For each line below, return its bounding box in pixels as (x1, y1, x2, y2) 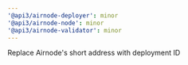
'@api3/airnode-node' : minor (7, 19, 104, 27)
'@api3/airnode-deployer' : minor (7, 11, 119, 20)
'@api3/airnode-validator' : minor (7, 26, 123, 34)
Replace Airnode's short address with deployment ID (7, 48, 181, 58)
